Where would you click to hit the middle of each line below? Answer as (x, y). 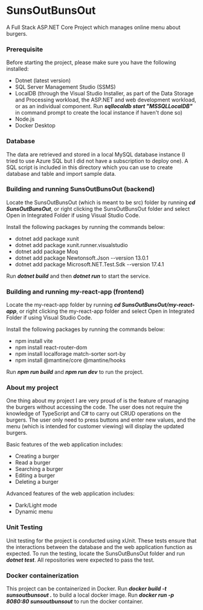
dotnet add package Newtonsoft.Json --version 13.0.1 (82, 258)
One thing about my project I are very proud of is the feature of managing (98, 401)
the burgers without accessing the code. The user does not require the (94, 407)
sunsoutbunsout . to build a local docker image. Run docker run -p (90, 595)
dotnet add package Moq (47, 251)
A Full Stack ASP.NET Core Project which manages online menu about (93, 27)
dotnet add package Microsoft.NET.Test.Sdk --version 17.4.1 (89, 264)
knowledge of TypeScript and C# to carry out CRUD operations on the (94, 414)
